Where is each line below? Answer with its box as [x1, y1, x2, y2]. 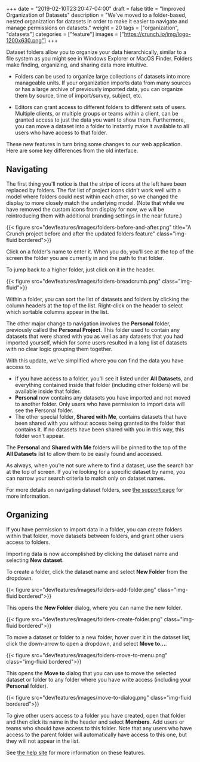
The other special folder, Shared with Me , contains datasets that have [14, 413, 187, 420]
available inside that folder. [14, 388, 81, 395]
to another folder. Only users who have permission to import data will [14, 400, 185, 407]
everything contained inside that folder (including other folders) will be [14, 381, 189, 388]
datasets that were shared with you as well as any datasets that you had [6, 332, 183, 340]
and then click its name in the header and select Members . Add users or [6, 718, 184, 725]
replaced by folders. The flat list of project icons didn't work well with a [6, 186, 181, 193]
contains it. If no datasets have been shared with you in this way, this [14, 425, 184, 433]
